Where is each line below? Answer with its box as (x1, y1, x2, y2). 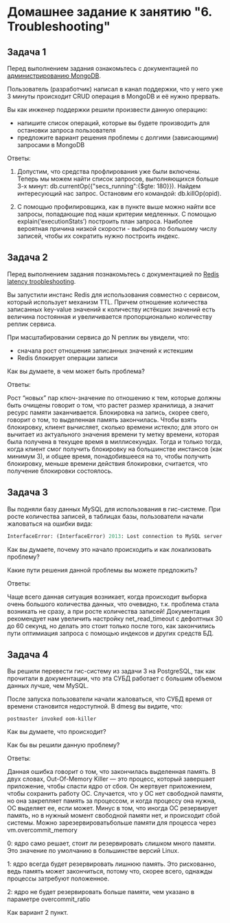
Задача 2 (7, 252, 48, 263)
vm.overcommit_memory (7, 826, 78, 834)
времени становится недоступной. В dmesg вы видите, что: (7, 702, 183, 711)
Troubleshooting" (7, 19, 111, 34)
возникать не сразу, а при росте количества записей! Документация (7, 607, 211, 615)
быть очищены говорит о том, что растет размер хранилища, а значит (7, 401, 214, 409)
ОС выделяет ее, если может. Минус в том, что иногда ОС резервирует (7, 804, 218, 812)
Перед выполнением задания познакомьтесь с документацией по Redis (7, 269, 220, 278)
